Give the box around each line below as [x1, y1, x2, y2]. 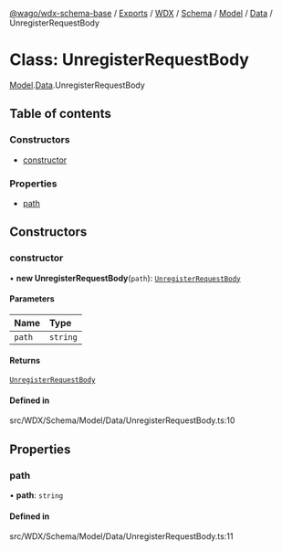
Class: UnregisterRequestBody [9, 49, 249, 70]
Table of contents [9, 106, 111, 122]
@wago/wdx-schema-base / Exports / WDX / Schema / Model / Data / [9, 8, 274, 18]
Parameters [9, 293, 55, 304]
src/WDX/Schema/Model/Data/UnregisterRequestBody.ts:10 [9, 415, 235, 426]
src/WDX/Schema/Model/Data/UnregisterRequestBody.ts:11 [9, 531, 234, 542]
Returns [9, 355, 41, 366]
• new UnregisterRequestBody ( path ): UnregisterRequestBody [9, 272, 241, 283]
